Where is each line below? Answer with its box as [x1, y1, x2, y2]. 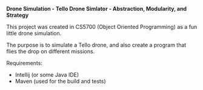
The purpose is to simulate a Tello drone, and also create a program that [6, 42, 187, 48]
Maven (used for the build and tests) [15, 78, 106, 85]
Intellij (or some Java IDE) [15, 71, 79, 78]
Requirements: [6, 60, 42, 66]
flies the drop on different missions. [6, 48, 95, 55]
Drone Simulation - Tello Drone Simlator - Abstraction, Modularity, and [6, 5, 187, 12]
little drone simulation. [6, 30, 62, 37]
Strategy [6, 11, 29, 19]
